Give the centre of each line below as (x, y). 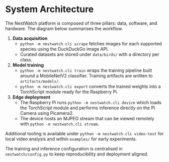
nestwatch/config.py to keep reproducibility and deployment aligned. (77, 154)
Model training (28, 65)
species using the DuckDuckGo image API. (64, 49)
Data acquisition (30, 38)
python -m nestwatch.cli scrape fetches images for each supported (91, 43)
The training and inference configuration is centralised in (64, 148)
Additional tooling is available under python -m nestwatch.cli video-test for (84, 133)
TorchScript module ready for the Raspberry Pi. (69, 92)
